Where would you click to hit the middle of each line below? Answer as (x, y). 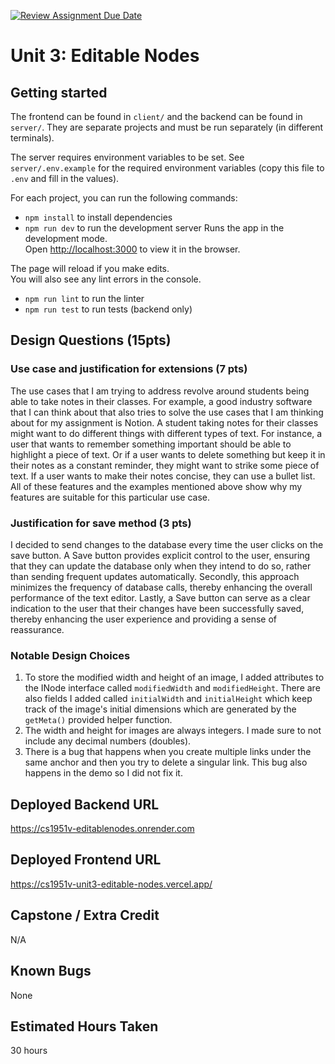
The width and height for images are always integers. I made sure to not (173, 731)
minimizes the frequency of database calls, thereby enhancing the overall (161, 587)
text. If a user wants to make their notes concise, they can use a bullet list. (163, 476)
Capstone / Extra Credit (85, 915)
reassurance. (37, 629)
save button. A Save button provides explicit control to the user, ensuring (160, 555)
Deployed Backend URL (85, 804)
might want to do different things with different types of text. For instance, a (166, 433)
